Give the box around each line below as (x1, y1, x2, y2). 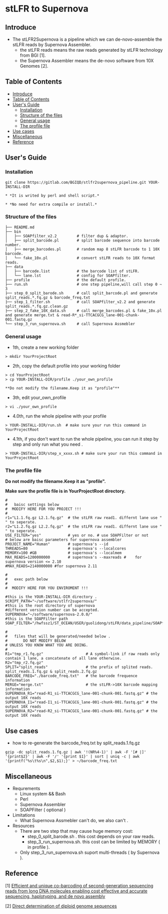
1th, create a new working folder (12, 344, 79, 350)
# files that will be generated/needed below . (5, 634, 111, 639)
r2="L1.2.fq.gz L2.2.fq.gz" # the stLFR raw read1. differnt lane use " (5, 524, 162, 530)
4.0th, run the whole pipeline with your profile (12, 413, 106, 419)
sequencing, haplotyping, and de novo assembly (5, 893, 105, 899)
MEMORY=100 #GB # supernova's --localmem (5, 551, 122, 556)
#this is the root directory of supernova (5, 603, 95, 608)
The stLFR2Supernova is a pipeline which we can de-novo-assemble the (12, 36, 162, 42)
